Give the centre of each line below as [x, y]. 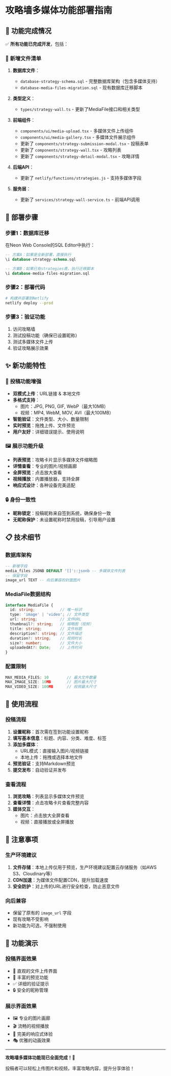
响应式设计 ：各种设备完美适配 [44, 485]
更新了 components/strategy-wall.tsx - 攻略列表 [71, 150]
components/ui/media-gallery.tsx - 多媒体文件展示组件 [78, 137]
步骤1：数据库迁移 [27, 233]
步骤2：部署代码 [25, 287]
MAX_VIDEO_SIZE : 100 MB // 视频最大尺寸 [51, 687]
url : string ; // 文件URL [46, 619]
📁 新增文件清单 [23, 58]
